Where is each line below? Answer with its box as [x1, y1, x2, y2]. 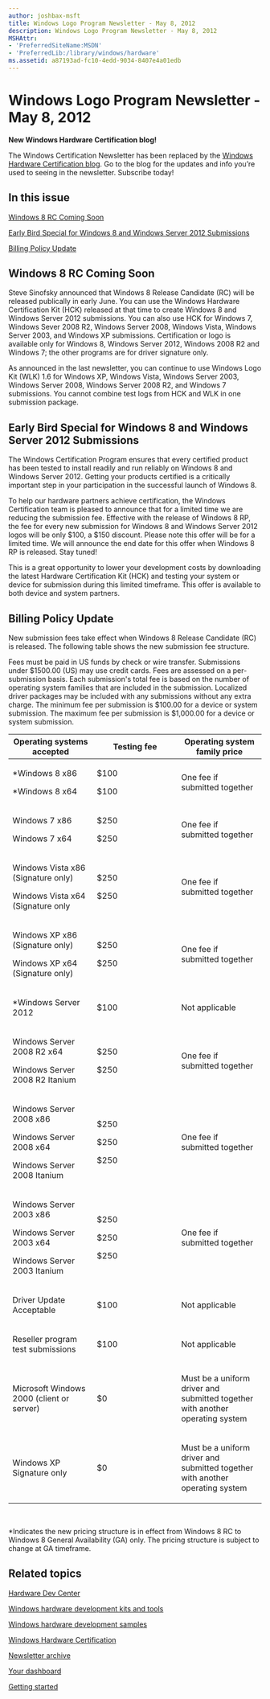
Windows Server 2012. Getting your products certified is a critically [8, 472, 231, 482]
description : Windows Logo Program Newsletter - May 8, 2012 [8, 27, 218, 35]
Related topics [8, 1567, 82, 1581]
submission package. [8, 397, 79, 407]
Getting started [8, 1681, 59, 1691]
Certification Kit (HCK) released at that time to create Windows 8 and [8, 305, 237, 314]
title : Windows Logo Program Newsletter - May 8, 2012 [8, 19, 196, 27]
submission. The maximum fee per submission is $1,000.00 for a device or [8, 708, 255, 718]
